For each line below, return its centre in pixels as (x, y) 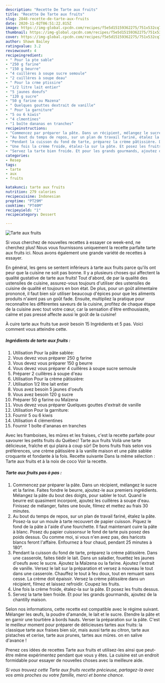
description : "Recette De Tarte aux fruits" (52, 10)
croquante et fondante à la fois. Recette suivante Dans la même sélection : (81, 456)
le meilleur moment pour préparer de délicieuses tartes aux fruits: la (74, 625)
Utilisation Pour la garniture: (41, 410)
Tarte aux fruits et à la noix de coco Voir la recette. (56, 461)
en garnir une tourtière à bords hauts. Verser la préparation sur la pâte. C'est (83, 620)
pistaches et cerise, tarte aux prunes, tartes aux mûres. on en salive (74, 635)
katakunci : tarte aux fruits (35, 187)
